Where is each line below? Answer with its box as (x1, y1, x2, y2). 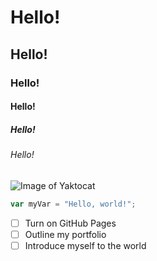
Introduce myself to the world (24, 239, 147, 251)
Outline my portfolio (24, 228, 107, 240)
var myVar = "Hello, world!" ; (10, 199, 137, 209)
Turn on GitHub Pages (24, 217, 117, 229)
